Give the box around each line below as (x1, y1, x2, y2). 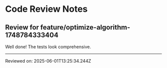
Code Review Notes (5, 3, 88, 15)
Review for (5, 23, 39, 32)
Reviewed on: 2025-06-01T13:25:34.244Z (5, 58, 91, 64)
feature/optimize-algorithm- (40, 23, 131, 32)
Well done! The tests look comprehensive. (5, 44, 91, 50)
